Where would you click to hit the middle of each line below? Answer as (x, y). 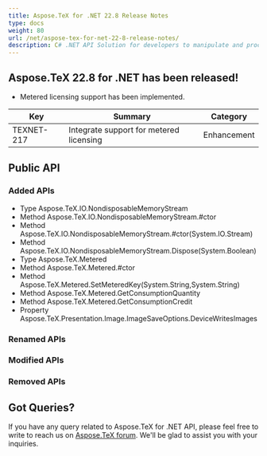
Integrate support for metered (124, 130)
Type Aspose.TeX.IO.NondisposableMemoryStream (104, 208)
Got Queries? (42, 407)
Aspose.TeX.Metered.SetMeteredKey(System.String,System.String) (130, 285)
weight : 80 (26, 30)
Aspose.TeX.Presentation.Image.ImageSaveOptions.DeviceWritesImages (139, 318)
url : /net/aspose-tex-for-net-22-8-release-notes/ (94, 38)
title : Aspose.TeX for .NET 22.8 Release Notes (89, 16)
